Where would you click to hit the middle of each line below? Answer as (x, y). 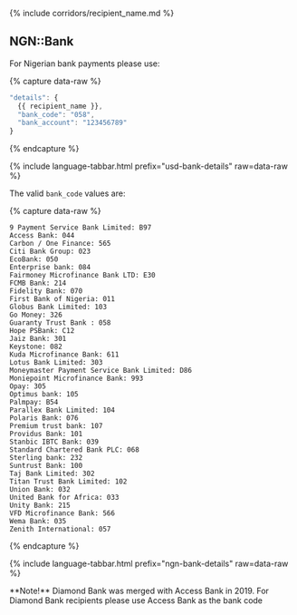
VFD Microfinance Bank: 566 (62, 513)
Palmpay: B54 (34, 403)
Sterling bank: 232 (46, 458)
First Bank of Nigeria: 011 (62, 299)
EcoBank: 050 (34, 259)
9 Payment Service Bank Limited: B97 (81, 228)
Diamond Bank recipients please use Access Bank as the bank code (136, 600)
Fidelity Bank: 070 (46, 291)
